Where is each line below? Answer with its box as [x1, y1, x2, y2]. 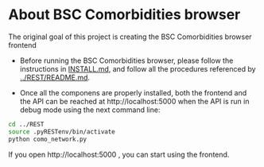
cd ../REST [8, 120, 45, 128]
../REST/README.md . [19, 72, 90, 82]
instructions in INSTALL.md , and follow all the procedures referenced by [19, 64, 256, 73]
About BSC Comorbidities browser [8, 6, 241, 24]
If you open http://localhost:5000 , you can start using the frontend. [8, 150, 230, 159]
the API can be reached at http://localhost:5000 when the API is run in [19, 96, 250, 106]
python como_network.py [8, 135, 87, 143]
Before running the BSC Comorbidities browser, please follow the [19, 56, 234, 65]
